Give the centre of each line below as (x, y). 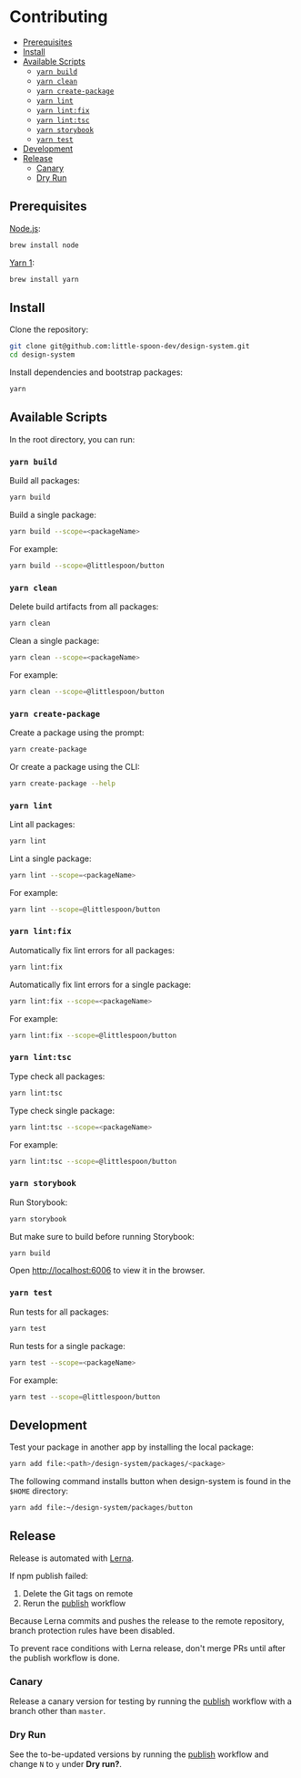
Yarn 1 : (22, 263)
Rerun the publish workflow (74, 1603)
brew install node (44, 245)
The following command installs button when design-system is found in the (150, 1482)
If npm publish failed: (49, 1575)
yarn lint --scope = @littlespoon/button (85, 910)
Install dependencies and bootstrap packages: (96, 372)
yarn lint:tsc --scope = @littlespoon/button (93, 1161)
